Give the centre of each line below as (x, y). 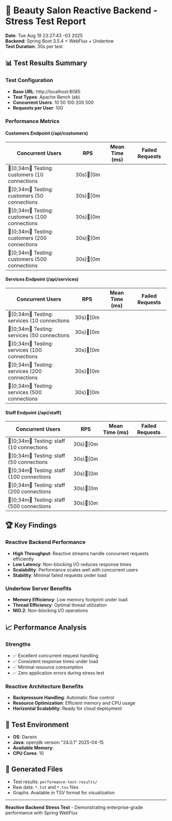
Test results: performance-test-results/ (55, 782)
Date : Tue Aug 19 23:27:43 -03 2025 (44, 35)
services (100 (25, 350)
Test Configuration (29, 80)
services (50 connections (39, 335)
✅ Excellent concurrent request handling (56, 656)
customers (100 (27, 217)
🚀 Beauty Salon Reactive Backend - (81, 10)
